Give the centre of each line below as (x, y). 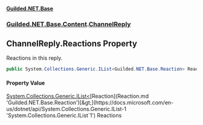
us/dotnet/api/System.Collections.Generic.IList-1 (66, 109)
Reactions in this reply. (34, 58)
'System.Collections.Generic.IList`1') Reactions (64, 115)
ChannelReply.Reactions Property (72, 43)
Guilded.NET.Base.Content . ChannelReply (69, 24)
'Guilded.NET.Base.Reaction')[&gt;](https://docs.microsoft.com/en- (90, 103)
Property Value (26, 83)
